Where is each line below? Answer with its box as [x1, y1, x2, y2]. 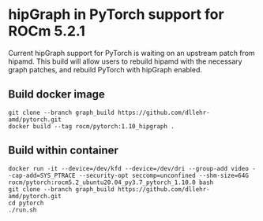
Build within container [8, 144, 118, 157]
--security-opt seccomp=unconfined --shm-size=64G [78, 171, 249, 179]
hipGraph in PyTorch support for [8, 6, 224, 24]
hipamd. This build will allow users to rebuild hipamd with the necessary [8, 57, 242, 66]
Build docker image [8, 88, 105, 101]
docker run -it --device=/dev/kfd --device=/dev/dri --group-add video [8, 164, 249, 172]
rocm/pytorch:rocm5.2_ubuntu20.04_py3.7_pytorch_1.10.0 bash [8, 179, 214, 186]
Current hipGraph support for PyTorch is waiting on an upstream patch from [8, 48, 255, 57]
